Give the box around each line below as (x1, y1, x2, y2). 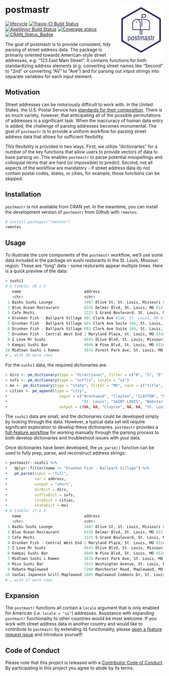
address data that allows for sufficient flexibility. (5, 133, 105, 140)
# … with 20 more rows (5, 353, 53, 358)
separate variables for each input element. (5, 73, 93, 79)
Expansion (5, 591, 39, 600)
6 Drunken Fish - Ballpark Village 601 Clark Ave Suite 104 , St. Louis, (7, 326, 163, 331)
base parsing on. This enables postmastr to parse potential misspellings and (5, 154, 162, 160)
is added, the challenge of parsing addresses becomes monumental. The (5, 123, 157, 129)
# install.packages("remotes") (5, 219, 71, 224)
